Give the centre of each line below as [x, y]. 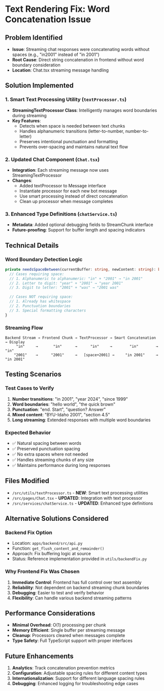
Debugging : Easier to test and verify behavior [58, 592]
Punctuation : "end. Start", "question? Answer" [59, 409]
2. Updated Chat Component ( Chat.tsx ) [52, 159]
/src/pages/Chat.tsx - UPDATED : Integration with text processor [77, 498]
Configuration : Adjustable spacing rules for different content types [80, 673]
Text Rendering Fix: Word [57, 9]
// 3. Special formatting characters [48, 310]
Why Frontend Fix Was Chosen [42, 571]
